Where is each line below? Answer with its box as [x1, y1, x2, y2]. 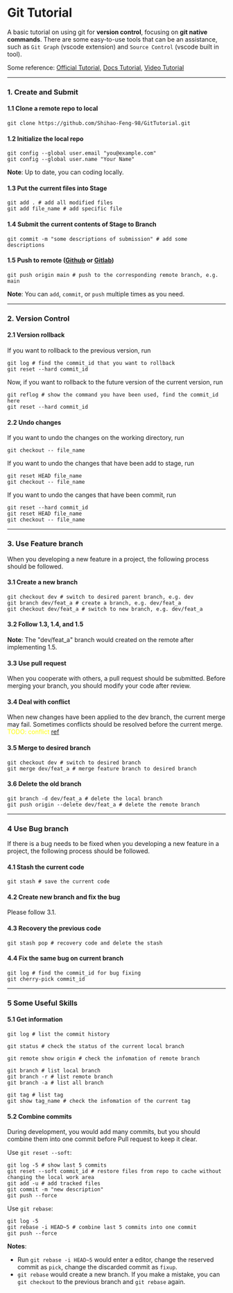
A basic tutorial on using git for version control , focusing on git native [7, 28, 208, 36]
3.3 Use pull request [7, 659, 67, 667]
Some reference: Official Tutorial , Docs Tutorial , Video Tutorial [7, 63, 184, 71]
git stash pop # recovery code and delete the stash [7, 939, 163, 947]
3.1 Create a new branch [7, 578, 78, 586]
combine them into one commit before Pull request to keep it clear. [7, 1135, 198, 1143]
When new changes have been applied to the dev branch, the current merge [7, 713, 225, 721]
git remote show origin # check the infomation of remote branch [7, 1055, 200, 1062]
